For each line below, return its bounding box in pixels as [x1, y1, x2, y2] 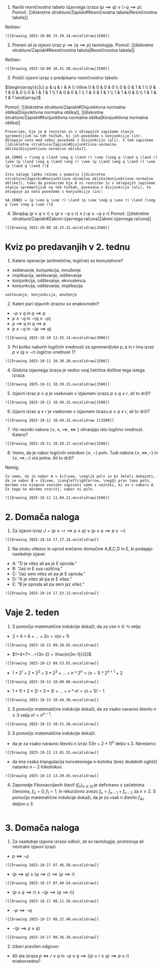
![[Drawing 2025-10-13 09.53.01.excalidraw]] [5, 661, 99, 666]
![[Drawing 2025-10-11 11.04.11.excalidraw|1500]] [5, 495, 110, 500]
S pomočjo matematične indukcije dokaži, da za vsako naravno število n [12, 706, 157, 712]
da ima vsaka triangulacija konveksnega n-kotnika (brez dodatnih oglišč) [12, 759, 158, 764]
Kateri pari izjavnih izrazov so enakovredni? [12, 300, 100, 306]
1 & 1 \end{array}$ [5, 95, 41, 100]
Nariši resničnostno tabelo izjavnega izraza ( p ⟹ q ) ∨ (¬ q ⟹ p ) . [12, 4, 143, 10]
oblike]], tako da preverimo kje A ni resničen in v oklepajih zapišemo [5, 181, 156, 185]
